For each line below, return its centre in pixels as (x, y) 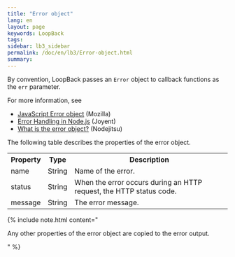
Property (26, 160)
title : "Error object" (40, 14)
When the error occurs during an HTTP (138, 182)
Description (149, 160)
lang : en (20, 20)
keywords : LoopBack (36, 33)
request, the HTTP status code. (126, 191)
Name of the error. (105, 171)
